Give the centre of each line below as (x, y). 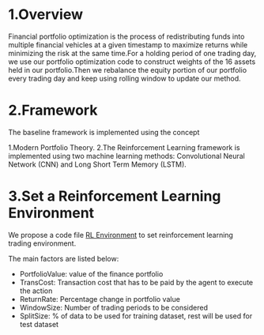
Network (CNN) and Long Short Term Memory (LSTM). (98, 164)
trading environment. (42, 243)
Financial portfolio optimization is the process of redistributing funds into (126, 36)
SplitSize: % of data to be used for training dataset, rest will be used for (136, 316)
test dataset (39, 324)
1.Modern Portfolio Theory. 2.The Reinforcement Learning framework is (124, 147)
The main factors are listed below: (64, 258)
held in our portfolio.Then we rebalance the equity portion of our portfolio (128, 70)
